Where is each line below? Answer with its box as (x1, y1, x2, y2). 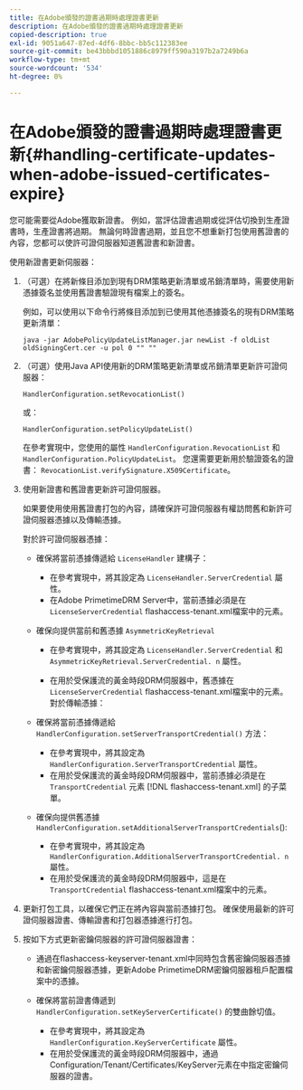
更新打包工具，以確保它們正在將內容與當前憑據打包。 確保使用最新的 (22, 903, 279, 914)
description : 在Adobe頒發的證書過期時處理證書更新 (9, 22, 184, 31)
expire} (9, 183, 66, 204)
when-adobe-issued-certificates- (9, 164, 271, 185)
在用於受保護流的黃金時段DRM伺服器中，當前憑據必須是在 (49, 770, 267, 781)
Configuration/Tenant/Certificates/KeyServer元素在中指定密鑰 (49, 1059, 280, 1070)
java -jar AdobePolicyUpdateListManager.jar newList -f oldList (22, 336, 270, 345)
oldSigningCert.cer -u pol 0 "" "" (22, 343, 157, 353)
